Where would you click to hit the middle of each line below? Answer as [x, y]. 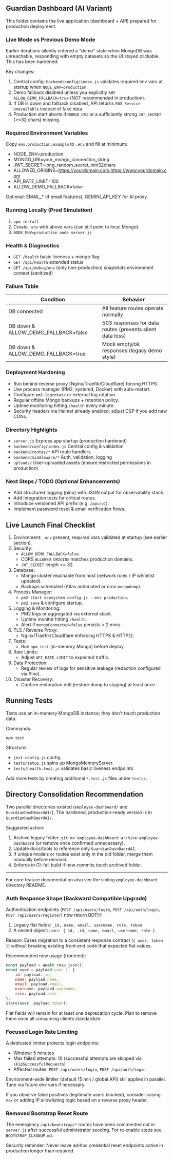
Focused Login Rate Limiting [42, 1032]
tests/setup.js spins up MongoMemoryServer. [63, 763]
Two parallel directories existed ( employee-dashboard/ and [67, 807]
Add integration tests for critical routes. [55, 498]
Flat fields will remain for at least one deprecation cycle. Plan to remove [81, 1013]
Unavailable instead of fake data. [48, 109]
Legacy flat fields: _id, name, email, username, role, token [78, 925]
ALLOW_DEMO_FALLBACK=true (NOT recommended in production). [79, 98]
